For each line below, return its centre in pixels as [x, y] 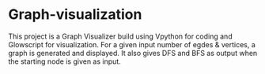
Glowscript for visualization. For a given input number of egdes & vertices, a [132, 44]
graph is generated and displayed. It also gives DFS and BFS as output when [133, 53]
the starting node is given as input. [64, 61]
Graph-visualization [75, 15]
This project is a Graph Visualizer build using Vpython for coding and [120, 36]
